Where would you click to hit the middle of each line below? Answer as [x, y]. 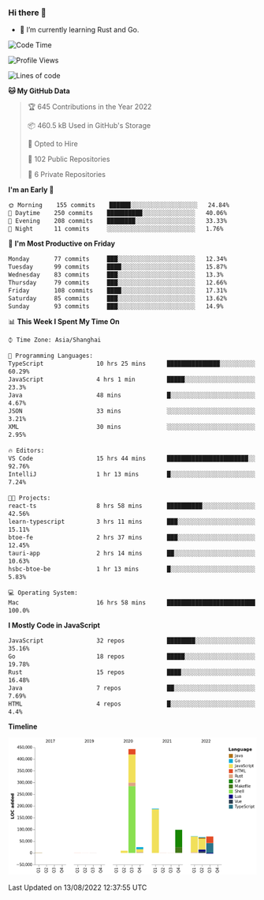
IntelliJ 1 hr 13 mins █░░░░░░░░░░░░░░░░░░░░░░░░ [132, 474]
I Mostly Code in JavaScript [54, 625]
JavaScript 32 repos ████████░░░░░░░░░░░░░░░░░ [132, 641]
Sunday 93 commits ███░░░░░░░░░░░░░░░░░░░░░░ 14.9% [116, 307]
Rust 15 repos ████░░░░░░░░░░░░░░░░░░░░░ [132, 672]
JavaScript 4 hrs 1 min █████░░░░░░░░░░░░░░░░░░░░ [132, 380]
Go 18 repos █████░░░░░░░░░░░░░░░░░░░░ [132, 657]
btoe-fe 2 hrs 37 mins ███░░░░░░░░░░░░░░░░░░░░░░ [132, 538]
